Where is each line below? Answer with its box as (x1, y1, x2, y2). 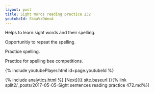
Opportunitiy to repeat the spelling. (5, 39, 76, 45)
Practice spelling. (5, 48, 40, 54)
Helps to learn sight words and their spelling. (5, 30, 96, 36)
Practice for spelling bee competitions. (5, 58, 83, 64)
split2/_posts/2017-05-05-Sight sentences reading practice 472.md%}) (5, 82, 150, 88)
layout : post (5, 7, 32, 12)
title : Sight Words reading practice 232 (5, 12, 91, 17)
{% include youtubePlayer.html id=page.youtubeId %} (5, 68, 114, 73)
